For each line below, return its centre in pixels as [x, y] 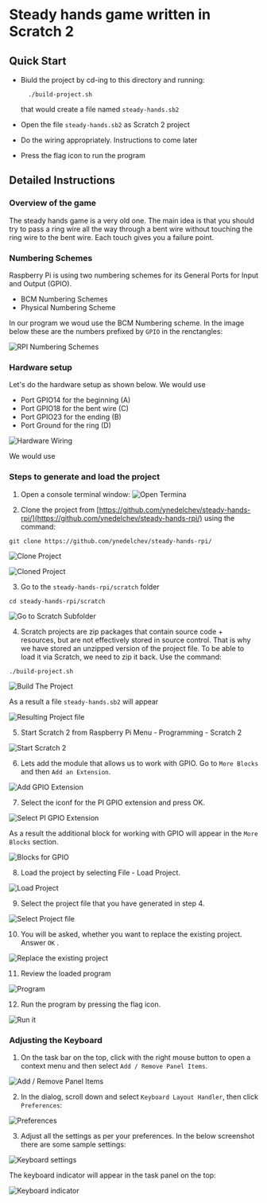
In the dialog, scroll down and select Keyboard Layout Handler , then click [139, 1096]
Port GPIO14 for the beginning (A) [75, 400]
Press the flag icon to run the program [83, 155]
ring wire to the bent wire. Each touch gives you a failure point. [112, 237]
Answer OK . [40, 942]
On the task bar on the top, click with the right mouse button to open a [135, 1057]
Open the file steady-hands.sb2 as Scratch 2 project [105, 124]
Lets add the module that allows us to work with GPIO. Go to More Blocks [139, 763]
